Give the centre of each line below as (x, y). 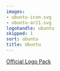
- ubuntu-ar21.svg (29, 22)
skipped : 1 (20, 34)
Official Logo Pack (29, 61)
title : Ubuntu (24, 45)
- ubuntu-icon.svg (29, 17)
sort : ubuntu (22, 39)
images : (16, 12)
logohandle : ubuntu (30, 28)
